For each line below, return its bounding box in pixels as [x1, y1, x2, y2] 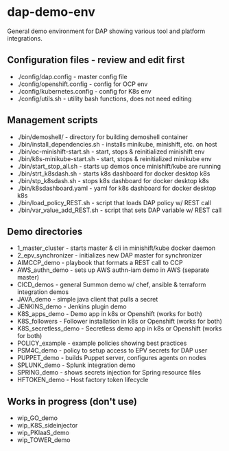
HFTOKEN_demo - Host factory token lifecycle [16, 376, 149, 384]
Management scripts [7, 114, 98, 126]
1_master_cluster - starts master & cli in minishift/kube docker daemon [16, 244, 216, 252]
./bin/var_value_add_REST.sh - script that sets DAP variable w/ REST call [16, 206, 221, 214]
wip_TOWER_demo [16, 436, 71, 444]
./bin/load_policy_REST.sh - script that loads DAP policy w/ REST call [16, 198, 211, 207]
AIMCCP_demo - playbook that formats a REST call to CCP [16, 259, 183, 267]
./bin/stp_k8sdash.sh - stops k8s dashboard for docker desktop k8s [16, 176, 209, 185]
